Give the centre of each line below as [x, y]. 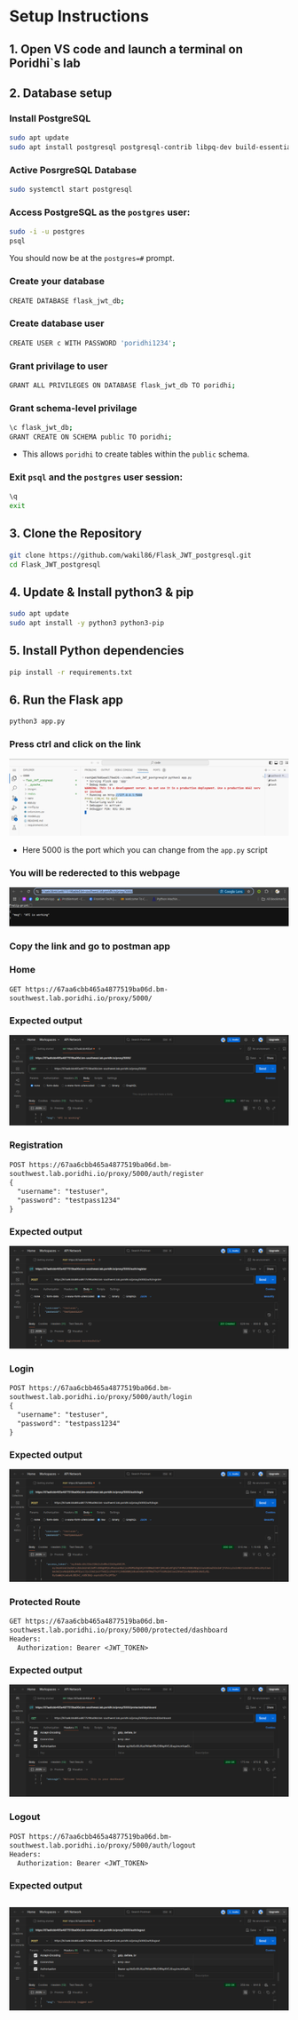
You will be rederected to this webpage [94, 872]
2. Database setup [61, 93]
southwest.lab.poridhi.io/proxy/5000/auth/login [101, 1397]
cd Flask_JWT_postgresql [55, 565]
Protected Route [45, 1602]
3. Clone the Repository [75, 533]
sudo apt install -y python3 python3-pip [87, 624]
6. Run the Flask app [67, 700]
